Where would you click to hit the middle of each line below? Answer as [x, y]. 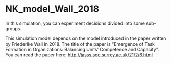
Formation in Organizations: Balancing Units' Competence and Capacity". [82, 49]
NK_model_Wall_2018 [52, 9]
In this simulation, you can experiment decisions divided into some [75, 23]
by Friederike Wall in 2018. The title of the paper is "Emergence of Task [80, 44]
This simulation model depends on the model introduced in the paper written [86, 38]
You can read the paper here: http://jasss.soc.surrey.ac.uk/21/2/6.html [79, 55]
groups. [14, 28]
